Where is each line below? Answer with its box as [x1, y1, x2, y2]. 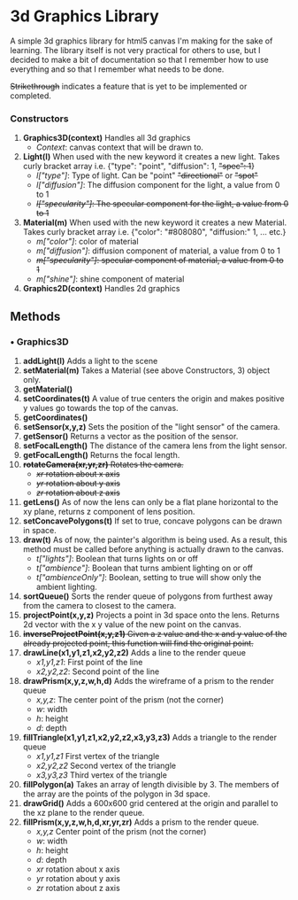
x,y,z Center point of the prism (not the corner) [35, 826, 207, 836]
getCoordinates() [22, 412, 88, 423]
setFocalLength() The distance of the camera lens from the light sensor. [22, 440, 287, 451]
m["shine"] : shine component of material [35, 274, 185, 284]
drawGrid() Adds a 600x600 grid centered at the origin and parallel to [22, 797, 279, 808]
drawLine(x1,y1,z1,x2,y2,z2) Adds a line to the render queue [22, 647, 247, 657]
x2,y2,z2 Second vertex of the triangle [35, 760, 177, 771]
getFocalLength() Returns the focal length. [22, 449, 180, 460]
